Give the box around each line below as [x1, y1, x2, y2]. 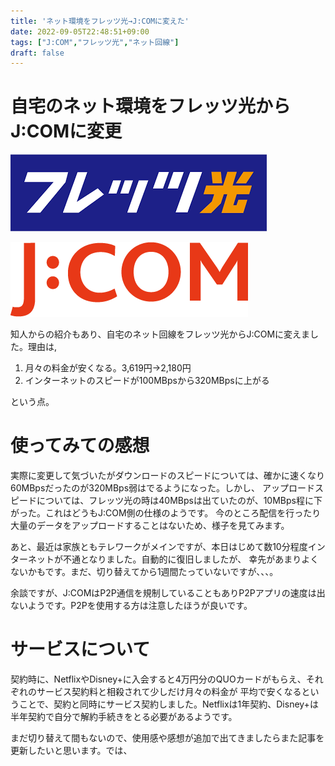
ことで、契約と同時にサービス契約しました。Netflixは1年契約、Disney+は [18, 698, 319, 710]
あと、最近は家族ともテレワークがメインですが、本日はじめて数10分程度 [10, 541, 308, 553]
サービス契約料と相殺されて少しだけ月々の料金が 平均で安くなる [36, 686, 302, 698]
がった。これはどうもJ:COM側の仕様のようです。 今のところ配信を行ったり [10, 507, 322, 519]
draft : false [10, 48, 65, 58]
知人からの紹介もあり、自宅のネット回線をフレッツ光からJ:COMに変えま [10, 328, 311, 340]
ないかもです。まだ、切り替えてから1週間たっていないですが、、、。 [10, 566, 279, 578]
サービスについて [10, 638, 151, 661]
